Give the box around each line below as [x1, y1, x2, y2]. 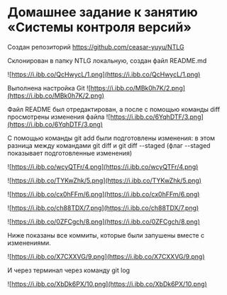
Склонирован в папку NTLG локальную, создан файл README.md [7, 56, 207, 64]
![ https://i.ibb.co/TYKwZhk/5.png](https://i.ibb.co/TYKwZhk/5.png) [7, 176, 202, 185]
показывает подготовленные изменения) [7, 149, 133, 157]
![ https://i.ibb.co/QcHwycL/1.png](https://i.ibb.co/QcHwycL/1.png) [7, 70, 201, 79]
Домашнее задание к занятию [7, 4, 199, 21]
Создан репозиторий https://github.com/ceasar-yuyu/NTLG [7, 42, 184, 51]
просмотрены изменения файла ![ [7, 112, 111, 121]
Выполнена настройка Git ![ [7, 83, 91, 92]
